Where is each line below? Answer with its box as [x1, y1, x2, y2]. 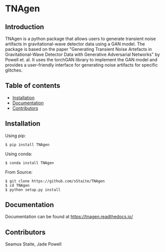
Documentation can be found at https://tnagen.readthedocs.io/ [5, 213, 133, 220]
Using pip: [5, 132, 26, 138]
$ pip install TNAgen [5, 142, 50, 147]
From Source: [5, 169, 33, 175]
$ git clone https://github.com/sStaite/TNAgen [5, 178, 105, 183]
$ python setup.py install [5, 187, 61, 192]
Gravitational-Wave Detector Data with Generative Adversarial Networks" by [5, 51, 160, 57]
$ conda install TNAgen [5, 160, 54, 166]
